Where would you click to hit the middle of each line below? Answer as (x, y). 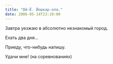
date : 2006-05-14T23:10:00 (33, 14)
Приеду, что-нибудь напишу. (35, 47)
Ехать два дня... (22, 38)
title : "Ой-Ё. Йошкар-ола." (34, 10)
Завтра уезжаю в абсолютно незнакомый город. (57, 28)
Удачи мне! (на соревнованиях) (39, 56)
